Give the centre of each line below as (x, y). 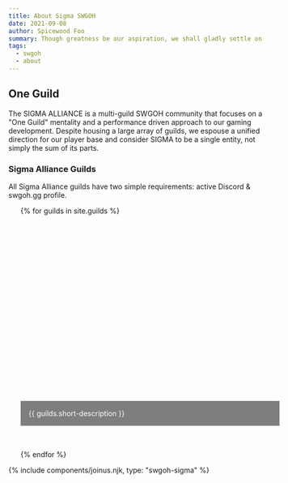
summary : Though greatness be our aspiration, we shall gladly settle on (136, 38)
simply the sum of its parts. (54, 147)
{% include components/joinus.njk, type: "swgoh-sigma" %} (109, 470)
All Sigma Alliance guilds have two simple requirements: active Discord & (129, 186)
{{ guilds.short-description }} (76, 413)
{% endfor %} (43, 454)
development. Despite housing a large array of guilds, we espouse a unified (134, 130)
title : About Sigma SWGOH (52, 16)
